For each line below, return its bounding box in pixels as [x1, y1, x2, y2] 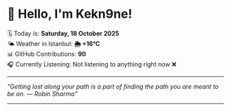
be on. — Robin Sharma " [7, 89, 78, 98]
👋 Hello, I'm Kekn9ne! [7, 6, 133, 22]
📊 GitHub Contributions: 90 [7, 49, 87, 58]
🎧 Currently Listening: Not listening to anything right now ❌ [7, 60, 177, 68]
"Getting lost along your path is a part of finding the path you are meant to [7, 82, 219, 90]
